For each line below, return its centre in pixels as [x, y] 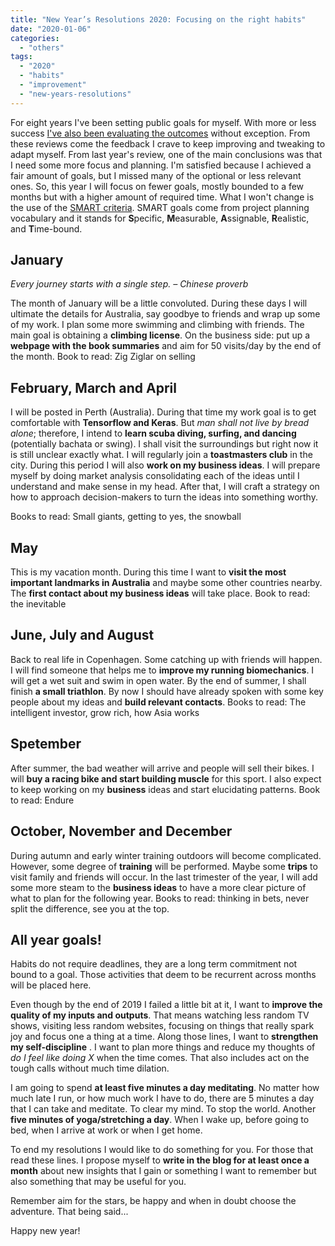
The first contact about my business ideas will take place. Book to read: [160, 593]
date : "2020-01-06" [51, 29]
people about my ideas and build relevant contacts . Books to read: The [158, 702]
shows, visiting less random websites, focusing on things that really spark [162, 1026]
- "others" [42, 47]
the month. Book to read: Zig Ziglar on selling [103, 357]
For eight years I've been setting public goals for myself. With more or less [163, 122]
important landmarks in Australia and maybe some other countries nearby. [166, 583]
